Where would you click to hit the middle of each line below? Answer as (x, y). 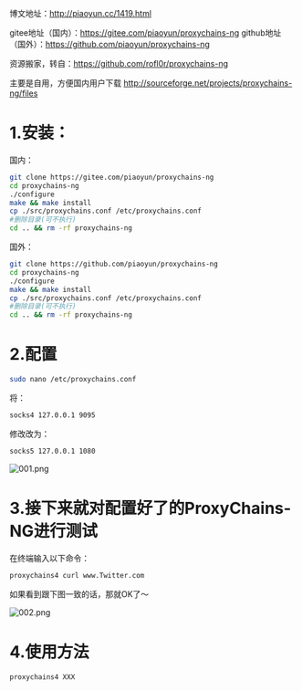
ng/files (24, 93)
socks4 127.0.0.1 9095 (52, 415)
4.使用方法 (49, 652)
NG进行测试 (54, 531)
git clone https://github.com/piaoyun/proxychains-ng (114, 264)
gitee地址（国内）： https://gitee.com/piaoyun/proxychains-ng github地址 (146, 33)
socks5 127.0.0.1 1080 (52, 451)
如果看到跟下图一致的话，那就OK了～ (79, 594)
